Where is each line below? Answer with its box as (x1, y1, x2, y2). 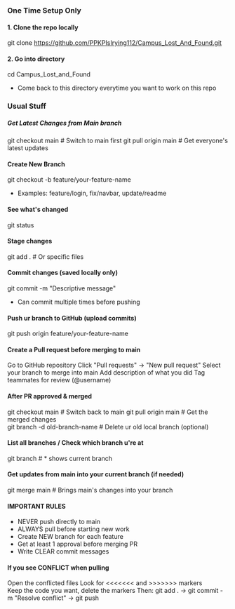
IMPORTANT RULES (7, 502, 66, 510)
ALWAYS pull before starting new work (17, 525, 130, 533)
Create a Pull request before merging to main (7, 345, 141, 354)
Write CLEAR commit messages (17, 547, 109, 556)
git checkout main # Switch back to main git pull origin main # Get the (7, 408, 208, 416)
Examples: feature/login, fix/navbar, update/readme (17, 189, 167, 198)
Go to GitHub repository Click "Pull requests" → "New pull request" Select (7, 361, 221, 370)
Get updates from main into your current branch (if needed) (7, 470, 184, 479)
